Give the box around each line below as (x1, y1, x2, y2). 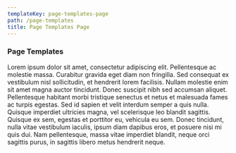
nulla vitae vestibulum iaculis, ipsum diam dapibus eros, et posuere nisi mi (7, 123, 222, 131)
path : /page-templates (7, 17, 74, 24)
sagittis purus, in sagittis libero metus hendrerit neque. (7, 137, 166, 146)
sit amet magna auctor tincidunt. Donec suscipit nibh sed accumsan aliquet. (7, 85, 228, 94)
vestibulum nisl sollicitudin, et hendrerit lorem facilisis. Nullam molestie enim (7, 78, 228, 86)
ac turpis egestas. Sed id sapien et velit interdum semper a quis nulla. (7, 100, 209, 109)
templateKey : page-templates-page (7, 10, 109, 18)
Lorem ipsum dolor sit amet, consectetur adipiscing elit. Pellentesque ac (7, 63, 217, 71)
